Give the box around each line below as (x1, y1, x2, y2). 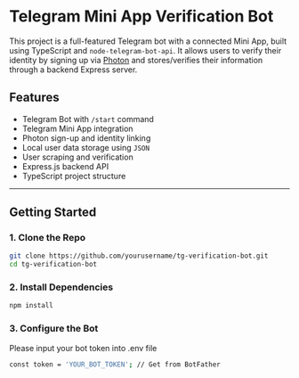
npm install (9, 301, 53, 310)
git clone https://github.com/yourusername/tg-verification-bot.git (9, 251, 269, 260)
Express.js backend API (21, 160, 109, 171)
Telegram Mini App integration (21, 123, 133, 134)
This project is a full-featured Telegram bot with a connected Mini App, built (9, 36, 287, 46)
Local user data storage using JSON (21, 142, 149, 152)
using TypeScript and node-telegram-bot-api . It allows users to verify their (9, 45, 282, 55)
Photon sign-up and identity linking (21, 132, 151, 144)
